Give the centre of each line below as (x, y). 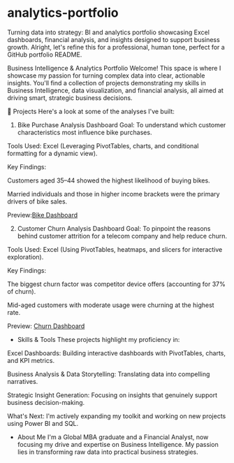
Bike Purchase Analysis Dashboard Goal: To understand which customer (122, 124)
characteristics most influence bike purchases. (85, 132)
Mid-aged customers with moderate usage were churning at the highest (111, 305)
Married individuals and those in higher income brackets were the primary (114, 194)
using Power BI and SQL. (43, 423)
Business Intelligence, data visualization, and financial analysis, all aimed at (115, 90)
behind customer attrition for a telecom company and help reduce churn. (122, 236)
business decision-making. (46, 402)
